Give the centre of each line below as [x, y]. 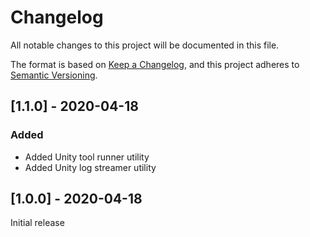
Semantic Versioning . [54, 75]
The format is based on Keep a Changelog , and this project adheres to [155, 64]
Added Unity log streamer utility [90, 167]
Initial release [37, 223]
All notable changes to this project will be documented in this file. [145, 45]
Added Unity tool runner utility [87, 157]
